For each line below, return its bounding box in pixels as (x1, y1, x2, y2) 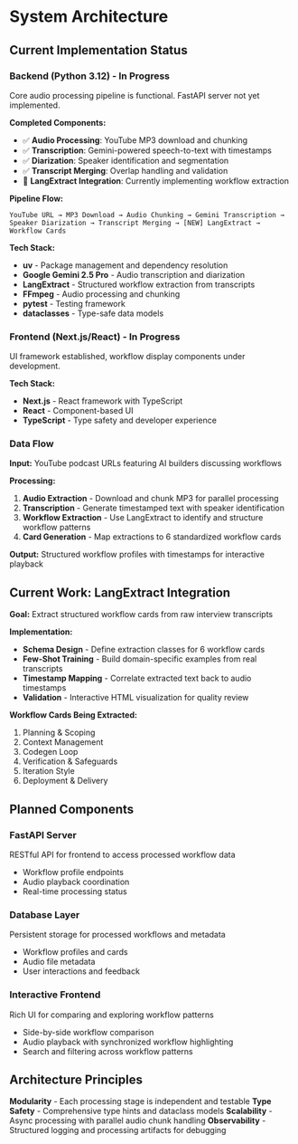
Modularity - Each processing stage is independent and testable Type (9, 1096, 272, 1107)
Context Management (22, 737, 104, 748)
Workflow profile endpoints (22, 866, 125, 877)
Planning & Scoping (22, 727, 96, 739)
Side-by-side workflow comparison (22, 1026, 154, 1037)
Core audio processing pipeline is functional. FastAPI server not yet (9, 90, 260, 100)
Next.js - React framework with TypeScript (22, 396, 183, 406)
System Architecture (9, 6, 169, 27)
